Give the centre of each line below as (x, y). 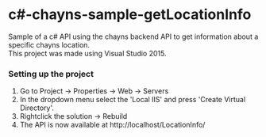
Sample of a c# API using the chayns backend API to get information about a (133, 36)
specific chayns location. (49, 44)
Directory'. (37, 108)
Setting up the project (51, 74)
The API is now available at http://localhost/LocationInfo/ (112, 125)
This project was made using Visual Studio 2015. (87, 53)
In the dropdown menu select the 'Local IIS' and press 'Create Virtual (133, 100)
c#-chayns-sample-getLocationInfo (130, 15)
